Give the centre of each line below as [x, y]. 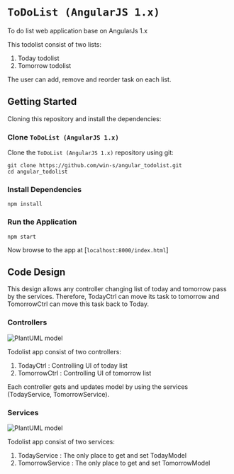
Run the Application [42, 222]
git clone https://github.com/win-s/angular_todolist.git [95, 166]
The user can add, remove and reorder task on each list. [89, 79]
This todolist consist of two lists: [54, 44]
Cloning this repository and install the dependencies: [84, 118]
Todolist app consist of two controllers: [65, 351]
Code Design [37, 272]
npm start [22, 237]
